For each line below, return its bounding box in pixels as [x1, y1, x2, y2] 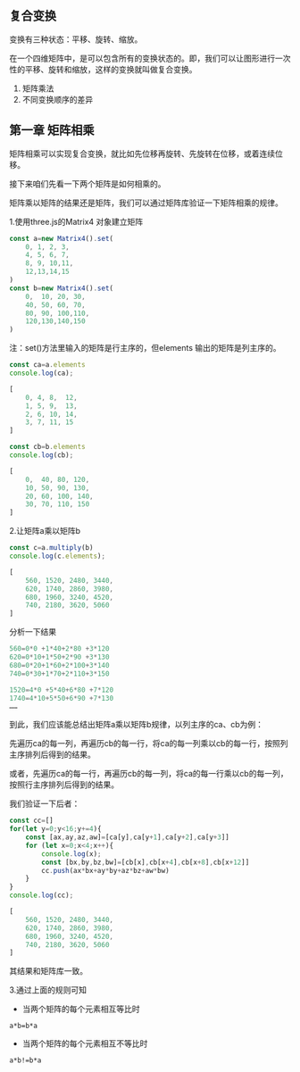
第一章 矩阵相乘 [9, 123, 95, 138]
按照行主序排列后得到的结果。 [9, 779, 119, 790]
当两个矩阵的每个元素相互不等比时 [21, 1038, 148, 1049]
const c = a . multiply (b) [9, 544, 94, 553]
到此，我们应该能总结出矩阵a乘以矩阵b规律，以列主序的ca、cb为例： [9, 719, 263, 730]
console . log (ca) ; [9, 369, 74, 378]
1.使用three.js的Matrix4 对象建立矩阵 [9, 216, 144, 227]
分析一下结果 [9, 627, 56, 637]
